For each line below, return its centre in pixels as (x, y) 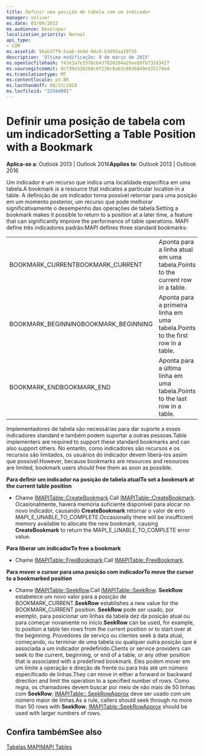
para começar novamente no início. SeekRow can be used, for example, (104, 622)
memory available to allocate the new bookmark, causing (87, 523)
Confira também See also (54, 732)
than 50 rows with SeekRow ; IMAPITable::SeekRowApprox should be (101, 706)
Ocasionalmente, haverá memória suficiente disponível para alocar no (102, 504)
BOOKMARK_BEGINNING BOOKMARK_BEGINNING (81, 324)
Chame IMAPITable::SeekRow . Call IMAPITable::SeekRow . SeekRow (99, 590)
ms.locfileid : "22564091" (39, 91)
